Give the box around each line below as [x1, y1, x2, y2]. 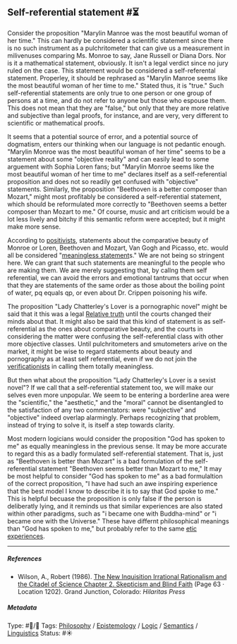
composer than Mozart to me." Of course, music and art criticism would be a [7, 207, 230, 216]
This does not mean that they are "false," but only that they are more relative [7, 104, 229, 112]
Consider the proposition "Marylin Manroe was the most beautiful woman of [7, 28, 229, 37]
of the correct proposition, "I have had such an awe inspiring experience [7, 479, 218, 487]
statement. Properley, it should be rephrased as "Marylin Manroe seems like [7, 73, 228, 82]
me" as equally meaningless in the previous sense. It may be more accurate [7, 442, 227, 450]
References [7, 554, 42, 563]
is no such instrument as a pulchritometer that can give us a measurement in [7, 44, 230, 52]
